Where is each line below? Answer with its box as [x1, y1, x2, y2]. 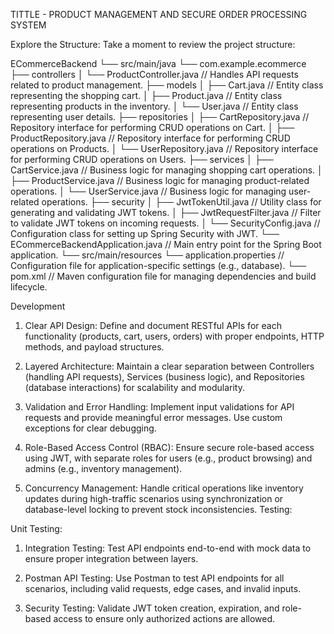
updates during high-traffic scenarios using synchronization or [24, 493, 284, 504]
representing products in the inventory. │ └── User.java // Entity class [10, 100, 299, 112]
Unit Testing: [10, 523, 63, 534]
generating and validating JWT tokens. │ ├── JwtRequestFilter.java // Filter [10, 207, 322, 218]
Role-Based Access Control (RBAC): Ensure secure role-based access [24, 442, 315, 453]
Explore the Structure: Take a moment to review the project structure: [10, 39, 296, 50]
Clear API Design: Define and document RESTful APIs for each [24, 320, 282, 331]
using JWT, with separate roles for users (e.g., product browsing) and [24, 452, 313, 464]
